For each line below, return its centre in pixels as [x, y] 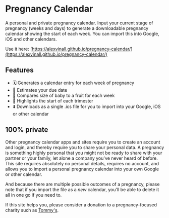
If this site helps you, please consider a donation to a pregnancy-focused [81, 205]
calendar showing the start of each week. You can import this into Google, [82, 33]
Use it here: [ [19, 49]
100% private [27, 130]
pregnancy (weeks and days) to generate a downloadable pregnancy [77, 28]
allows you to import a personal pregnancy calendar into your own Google [82, 169]
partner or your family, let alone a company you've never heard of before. [81, 158]
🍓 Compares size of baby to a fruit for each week [64, 95]
